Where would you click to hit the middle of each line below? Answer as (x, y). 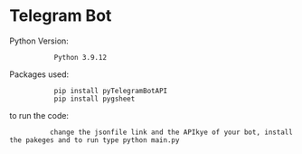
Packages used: (39, 74)
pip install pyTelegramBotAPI (111, 91)
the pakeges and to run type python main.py (94, 140)
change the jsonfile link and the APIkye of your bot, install (171, 132)
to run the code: (39, 115)
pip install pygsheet (94, 99)
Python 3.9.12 (80, 57)
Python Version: (39, 41)
